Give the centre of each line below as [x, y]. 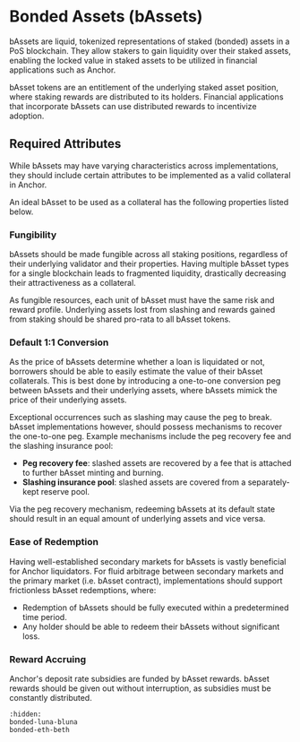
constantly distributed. [51, 697]
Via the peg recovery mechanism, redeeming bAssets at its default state [142, 509]
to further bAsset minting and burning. [93, 473]
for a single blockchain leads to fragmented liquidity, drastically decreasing [148, 273]
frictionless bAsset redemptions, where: [83, 590]
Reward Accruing [48, 659]
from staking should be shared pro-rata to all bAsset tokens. [120, 319]
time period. [44, 617]
